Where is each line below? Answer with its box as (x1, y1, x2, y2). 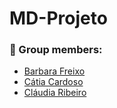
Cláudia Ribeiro (23, 87, 87, 99)
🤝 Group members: (9, 43, 103, 57)
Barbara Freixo (23, 65, 86, 77)
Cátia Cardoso (23, 76, 84, 88)
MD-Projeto (9, 7, 108, 30)
